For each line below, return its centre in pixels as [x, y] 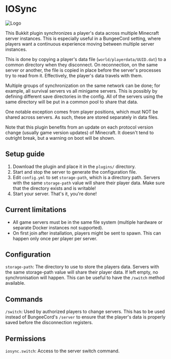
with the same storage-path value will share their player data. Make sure [89, 183]
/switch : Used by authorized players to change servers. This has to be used [85, 312]
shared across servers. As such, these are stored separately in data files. [82, 117]
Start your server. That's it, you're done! [55, 194]
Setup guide [25, 154]
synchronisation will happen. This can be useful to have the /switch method [85, 278]
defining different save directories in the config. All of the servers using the [84, 96]
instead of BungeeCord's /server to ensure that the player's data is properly [86, 317]
